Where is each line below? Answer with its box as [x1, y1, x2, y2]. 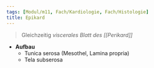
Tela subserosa [24, 56, 63, 63]
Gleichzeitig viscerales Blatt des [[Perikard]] [21, 31, 133, 38]
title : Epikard [6, 15, 45, 21]
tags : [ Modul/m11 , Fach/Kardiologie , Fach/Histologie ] [6, 8, 149, 15]
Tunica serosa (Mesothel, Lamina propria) [24, 49, 130, 56]
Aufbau [15, 43, 35, 50]
